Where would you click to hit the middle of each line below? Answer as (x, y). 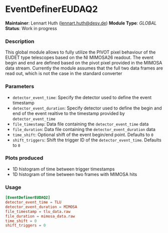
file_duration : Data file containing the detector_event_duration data (84, 129)
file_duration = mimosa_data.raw (40, 216)
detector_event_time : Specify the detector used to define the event (82, 97)
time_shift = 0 (21, 221)
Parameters (20, 86)
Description (20, 41)
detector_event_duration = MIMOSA (41, 207)
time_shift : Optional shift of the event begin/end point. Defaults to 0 (83, 134)
